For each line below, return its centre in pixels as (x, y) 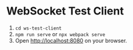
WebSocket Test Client (65, 11)
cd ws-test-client (38, 28)
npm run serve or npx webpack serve (60, 34)
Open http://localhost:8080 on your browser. (71, 40)
